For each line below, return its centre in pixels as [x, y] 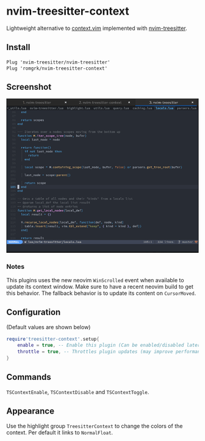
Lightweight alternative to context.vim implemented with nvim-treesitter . [97, 28]
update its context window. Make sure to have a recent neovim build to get [100, 286]
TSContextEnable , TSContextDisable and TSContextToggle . [78, 392]
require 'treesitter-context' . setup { [53, 339]
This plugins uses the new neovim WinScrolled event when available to [95, 280]
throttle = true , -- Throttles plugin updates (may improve [95, 352]
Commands [29, 377]
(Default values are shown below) [49, 327]
